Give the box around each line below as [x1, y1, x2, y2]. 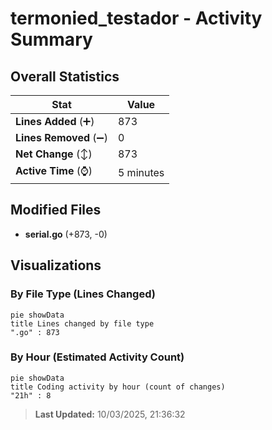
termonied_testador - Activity [10, 7, 263, 30]
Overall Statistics [10, 68, 120, 85]
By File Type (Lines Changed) [10, 287, 156, 301]
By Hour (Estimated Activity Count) [10, 350, 185, 364]
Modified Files [10, 202, 102, 219]
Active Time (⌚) [15, 164, 93, 177]
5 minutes [117, 165, 165, 179]
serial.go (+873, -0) [24, 228, 108, 240]
